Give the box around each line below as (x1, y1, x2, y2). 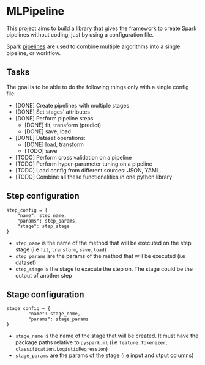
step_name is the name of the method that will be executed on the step (15, 239, 192, 246)
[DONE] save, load (24, 127, 72, 135)
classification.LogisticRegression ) (15, 345, 108, 353)
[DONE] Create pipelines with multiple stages (15, 101, 130, 109)
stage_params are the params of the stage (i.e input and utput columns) (15, 352, 194, 359)
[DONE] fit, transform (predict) (24, 121, 102, 128)
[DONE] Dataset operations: (15, 134, 86, 141)
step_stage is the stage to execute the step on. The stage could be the (15, 265, 193, 273)
